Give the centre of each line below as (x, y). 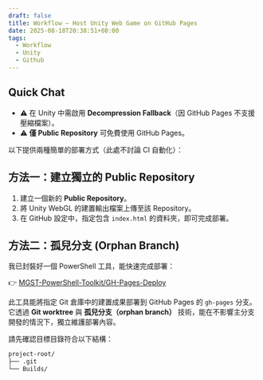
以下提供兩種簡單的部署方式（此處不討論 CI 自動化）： (96, 149)
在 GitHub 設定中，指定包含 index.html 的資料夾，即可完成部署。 (126, 218)
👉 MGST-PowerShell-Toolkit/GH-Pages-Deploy (87, 283)
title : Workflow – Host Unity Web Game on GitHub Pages (103, 23)
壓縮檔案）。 (39, 123)
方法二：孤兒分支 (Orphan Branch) (94, 245)
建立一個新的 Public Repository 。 (75, 198)
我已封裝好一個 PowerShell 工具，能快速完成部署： (92, 266)
